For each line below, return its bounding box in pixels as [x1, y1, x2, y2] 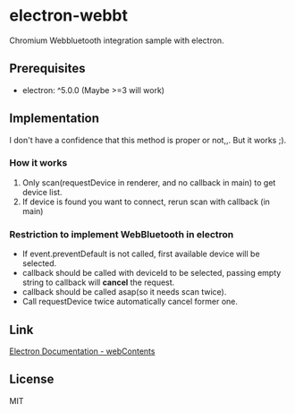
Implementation [9, 111, 100, 126]
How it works [9, 157, 68, 169]
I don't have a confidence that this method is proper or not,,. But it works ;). [9, 134, 287, 145]
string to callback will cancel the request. [21, 277, 175, 288]
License [9, 372, 55, 387]
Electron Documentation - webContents [9, 346, 156, 357]
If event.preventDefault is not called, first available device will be [21, 248, 261, 260]
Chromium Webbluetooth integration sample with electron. [9, 35, 225, 46]
